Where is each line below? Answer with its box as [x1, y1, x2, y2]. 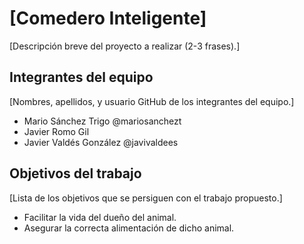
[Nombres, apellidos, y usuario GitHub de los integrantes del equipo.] [9, 95, 295, 107]
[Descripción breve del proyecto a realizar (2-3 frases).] [9, 40, 241, 52]
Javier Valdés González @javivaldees [23, 136, 179, 148]
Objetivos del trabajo [9, 165, 142, 182]
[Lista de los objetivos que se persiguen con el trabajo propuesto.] [9, 192, 283, 204]
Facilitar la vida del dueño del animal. [23, 211, 177, 223]
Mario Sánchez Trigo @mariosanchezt [23, 115, 182, 127]
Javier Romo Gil [23, 125, 90, 137]
